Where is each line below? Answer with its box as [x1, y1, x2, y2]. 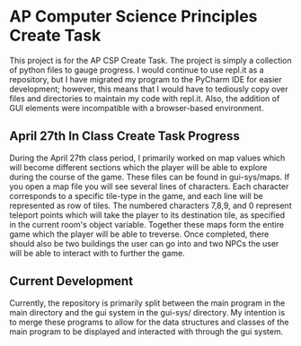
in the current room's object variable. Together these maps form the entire [9, 219, 285, 229]
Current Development [9, 273, 133, 289]
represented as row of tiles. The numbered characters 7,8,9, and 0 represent [9, 200, 292, 211]
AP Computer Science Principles [9, 6, 258, 27]
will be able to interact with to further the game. [9, 247, 186, 258]
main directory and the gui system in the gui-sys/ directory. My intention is [9, 307, 286, 317]
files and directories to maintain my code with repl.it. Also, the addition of [9, 92, 280, 104]
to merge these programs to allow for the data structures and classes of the [9, 316, 289, 327]
